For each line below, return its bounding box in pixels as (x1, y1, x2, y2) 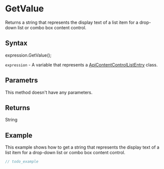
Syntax (5, 39, 28, 48)
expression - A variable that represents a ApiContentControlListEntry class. (5, 61, 158, 67)
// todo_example (5, 159, 39, 164)
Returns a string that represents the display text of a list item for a (5, 19, 138, 25)
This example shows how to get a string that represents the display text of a (5, 144, 160, 150)
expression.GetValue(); (5, 52, 52, 58)
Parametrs (5, 76, 38, 85)
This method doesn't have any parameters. (5, 89, 93, 95)
